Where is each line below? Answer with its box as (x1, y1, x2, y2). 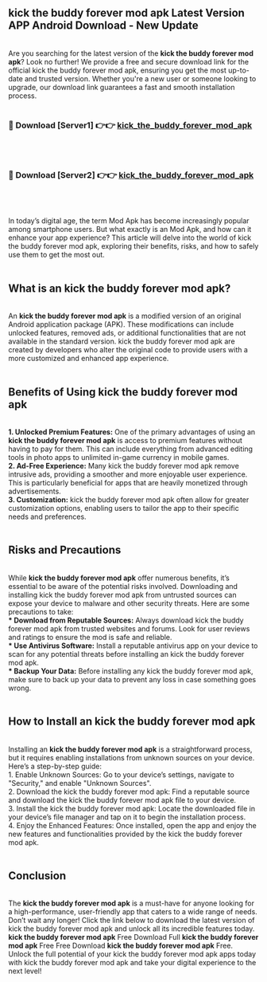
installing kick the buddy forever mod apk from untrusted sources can (8, 590, 237, 599)
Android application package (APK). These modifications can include (8, 320, 234, 329)
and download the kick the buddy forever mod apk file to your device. (8, 795, 237, 804)
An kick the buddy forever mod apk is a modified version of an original (8, 311, 242, 321)
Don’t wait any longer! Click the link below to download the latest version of (8, 916, 256, 925)
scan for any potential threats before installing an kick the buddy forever (8, 649, 245, 658)
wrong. (8, 683, 32, 693)
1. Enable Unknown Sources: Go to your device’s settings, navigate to (8, 769, 234, 780)
